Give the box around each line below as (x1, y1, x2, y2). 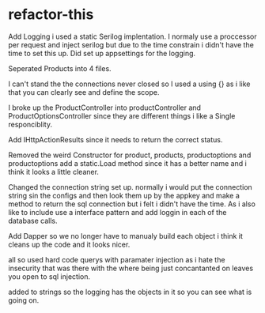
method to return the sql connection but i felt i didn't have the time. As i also (8, 199, 256, 209)
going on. (8, 295, 40, 305)
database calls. (8, 216, 58, 225)
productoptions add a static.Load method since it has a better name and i (8, 158, 247, 168)
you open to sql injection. (8, 271, 91, 281)
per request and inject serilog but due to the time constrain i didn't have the (8, 40, 255, 49)
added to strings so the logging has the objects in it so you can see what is (8, 287, 252, 296)
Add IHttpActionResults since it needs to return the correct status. (8, 134, 223, 144)
